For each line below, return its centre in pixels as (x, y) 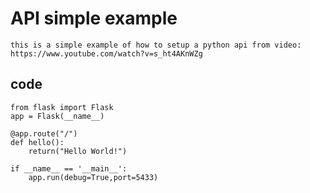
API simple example (94, 18)
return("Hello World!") (78, 151)
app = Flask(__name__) (57, 116)
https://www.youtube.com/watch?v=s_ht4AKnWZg (106, 53)
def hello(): (37, 142)
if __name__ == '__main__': (69, 168)
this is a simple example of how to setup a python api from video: (156, 45)
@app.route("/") (44, 133)
